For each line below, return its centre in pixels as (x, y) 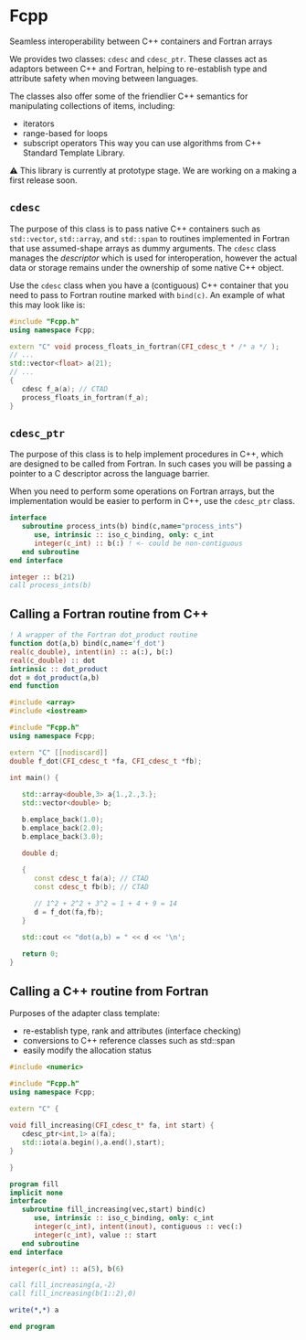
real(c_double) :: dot (53, 660)
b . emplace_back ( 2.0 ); (63, 828)
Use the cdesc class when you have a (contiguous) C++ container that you (149, 285)
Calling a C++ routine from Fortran (109, 991)
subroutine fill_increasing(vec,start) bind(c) (114, 1210)
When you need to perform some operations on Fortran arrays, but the (142, 491)
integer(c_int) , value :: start (95, 1235)
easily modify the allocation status (87, 1050)
